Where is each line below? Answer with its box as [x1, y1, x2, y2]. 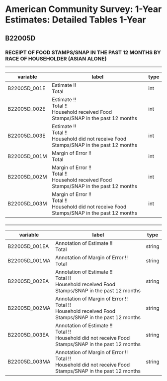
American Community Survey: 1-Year [5, 3, 162, 15]
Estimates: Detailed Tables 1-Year [5, 14, 146, 25]
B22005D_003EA [7, 331, 49, 338]
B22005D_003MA [7, 358, 51, 365]
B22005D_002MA [7, 304, 51, 311]
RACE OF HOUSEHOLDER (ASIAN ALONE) [5, 55, 107, 62]
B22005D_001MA [7, 257, 51, 264]
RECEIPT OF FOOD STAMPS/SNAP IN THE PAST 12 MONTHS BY [5, 49, 161, 56]
